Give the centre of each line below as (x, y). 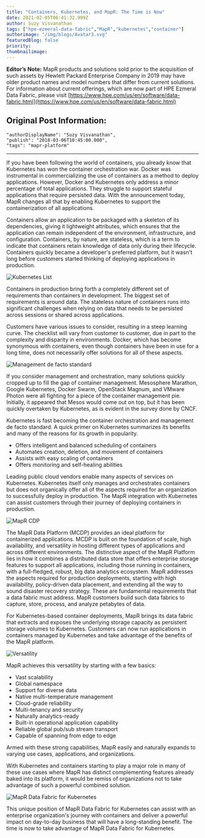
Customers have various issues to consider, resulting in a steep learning (97, 327)
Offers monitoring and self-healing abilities (69, 464)
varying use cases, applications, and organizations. (71, 754)
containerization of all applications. (50, 208)
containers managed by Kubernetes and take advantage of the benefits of (99, 635)
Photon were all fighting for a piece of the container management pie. (94, 396)
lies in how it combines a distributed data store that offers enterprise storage (103, 558)
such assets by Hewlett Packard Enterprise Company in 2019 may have (96, 75)
